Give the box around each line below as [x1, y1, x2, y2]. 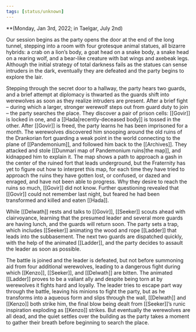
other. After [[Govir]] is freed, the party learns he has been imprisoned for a [6, 122, 188, 129]
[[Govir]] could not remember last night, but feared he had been [6, 190, 160, 197]
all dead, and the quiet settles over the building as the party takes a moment [6, 313, 190, 320]
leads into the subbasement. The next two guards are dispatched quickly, [6, 232, 183, 240]
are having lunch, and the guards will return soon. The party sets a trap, [6, 220, 179, 227]
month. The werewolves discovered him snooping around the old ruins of [6, 128, 183, 135]
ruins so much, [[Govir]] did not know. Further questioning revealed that [6, 184, 179, 191]
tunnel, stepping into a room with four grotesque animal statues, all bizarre [6, 42, 185, 49]
